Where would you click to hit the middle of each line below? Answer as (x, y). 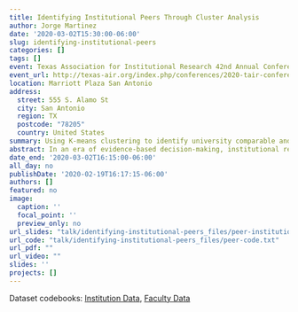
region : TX (37, 116)
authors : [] (31, 183)
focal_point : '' (47, 215)
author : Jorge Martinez (53, 26)
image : (21, 199)
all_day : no (31, 166)
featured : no (33, 191)
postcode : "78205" (51, 125)
